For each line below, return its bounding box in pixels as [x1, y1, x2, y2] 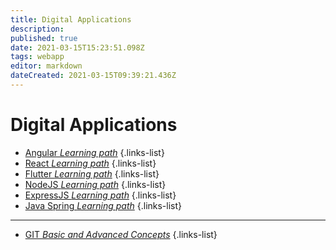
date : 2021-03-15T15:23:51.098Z [10, 42, 145, 53]
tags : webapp [10, 52, 65, 62]
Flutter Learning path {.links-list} [24, 167, 160, 180]
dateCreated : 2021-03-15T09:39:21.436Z [10, 71, 177, 81]
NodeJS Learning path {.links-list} [24, 178, 167, 190]
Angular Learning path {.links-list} [24, 146, 165, 158]
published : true [10, 33, 78, 43]
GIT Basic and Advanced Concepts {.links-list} [24, 228, 218, 240]
